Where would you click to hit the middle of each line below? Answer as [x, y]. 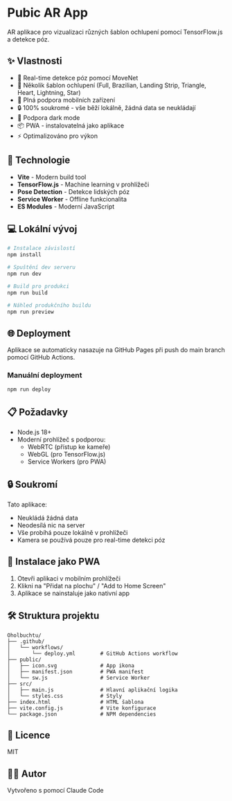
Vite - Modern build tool [52, 177]
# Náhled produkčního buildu [49, 305]
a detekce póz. [28, 39]
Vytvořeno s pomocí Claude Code [55, 791]
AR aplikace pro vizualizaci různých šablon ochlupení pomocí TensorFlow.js [115, 32]
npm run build [28, 292]
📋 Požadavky [37, 412]
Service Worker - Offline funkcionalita [72, 199]
